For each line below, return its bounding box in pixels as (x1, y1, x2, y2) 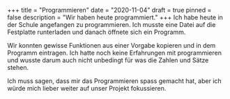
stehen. (7, 64, 29, 71)
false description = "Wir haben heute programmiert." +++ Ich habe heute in (7, 13, 223, 21)
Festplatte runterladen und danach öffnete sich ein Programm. (7, 28, 186, 36)
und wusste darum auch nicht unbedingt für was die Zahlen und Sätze (7, 56, 209, 64)
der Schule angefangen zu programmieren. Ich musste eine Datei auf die (7, 21, 216, 28)
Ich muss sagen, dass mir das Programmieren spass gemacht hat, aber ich (7, 77, 222, 85)
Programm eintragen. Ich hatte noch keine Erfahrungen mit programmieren (7, 48, 222, 57)
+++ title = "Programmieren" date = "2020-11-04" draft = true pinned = (7, 6, 212, 14)
